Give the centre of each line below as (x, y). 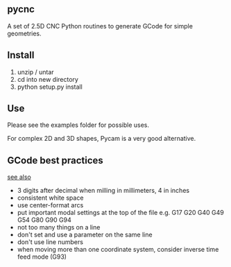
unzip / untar (35, 72)
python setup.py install (50, 87)
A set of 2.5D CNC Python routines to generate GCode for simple (100, 26)
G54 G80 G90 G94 (44, 220)
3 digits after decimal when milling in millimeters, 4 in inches (103, 191)
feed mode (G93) (42, 257)
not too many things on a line (59, 227)
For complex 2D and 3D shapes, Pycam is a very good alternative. (102, 139)
